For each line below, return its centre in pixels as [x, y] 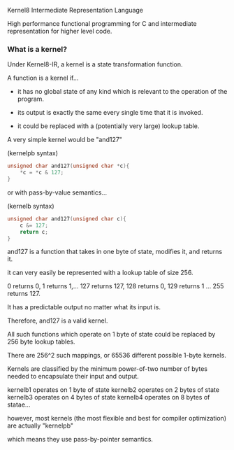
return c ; [34, 232]
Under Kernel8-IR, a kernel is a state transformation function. [95, 64]
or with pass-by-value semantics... [57, 192]
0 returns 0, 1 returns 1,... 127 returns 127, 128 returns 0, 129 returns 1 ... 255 [116, 286]
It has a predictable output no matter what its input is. [84, 307]
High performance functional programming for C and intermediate [102, 23]
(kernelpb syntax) [32, 153]
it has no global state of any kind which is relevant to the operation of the [122, 92]
